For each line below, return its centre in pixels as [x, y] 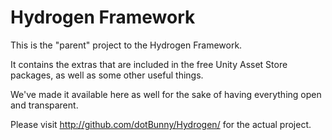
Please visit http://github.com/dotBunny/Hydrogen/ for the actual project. [161, 124]
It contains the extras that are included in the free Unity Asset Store [149, 64]
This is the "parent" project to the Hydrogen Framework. [126, 45]
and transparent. [44, 105]
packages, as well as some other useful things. [107, 75]
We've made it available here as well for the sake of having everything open [166, 94]
